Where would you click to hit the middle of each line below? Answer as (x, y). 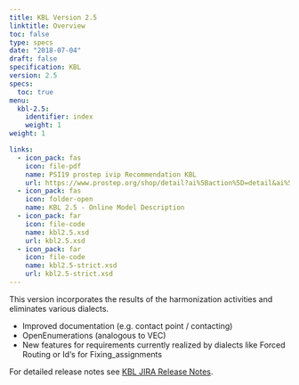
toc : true (35, 92)
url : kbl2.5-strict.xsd (69, 274)
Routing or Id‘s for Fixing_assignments (92, 354)
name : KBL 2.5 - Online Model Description (105, 208)
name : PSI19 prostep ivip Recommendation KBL (111, 175)
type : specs (31, 42)
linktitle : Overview (48, 26)
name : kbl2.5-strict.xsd (71, 266)
